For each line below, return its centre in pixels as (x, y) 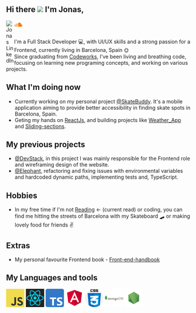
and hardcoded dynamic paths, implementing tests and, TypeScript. (96, 177)
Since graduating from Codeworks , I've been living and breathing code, (100, 56)
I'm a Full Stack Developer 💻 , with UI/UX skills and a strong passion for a (102, 41)
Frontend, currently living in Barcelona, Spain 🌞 (72, 50)
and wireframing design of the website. (62, 165)
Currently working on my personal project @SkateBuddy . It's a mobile (99, 101)
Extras (18, 246)
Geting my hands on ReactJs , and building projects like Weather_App (98, 120)
